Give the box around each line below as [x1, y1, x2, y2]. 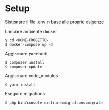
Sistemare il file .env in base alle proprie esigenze [5, 19, 104, 25]
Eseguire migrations [5, 91, 45, 96]
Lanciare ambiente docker [5, 28, 57, 34]
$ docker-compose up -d [5, 42, 53, 47]
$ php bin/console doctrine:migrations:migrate [5, 100, 103, 105]
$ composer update [5, 64, 42, 69]
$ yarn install [5, 82, 36, 87]
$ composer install [5, 60, 45, 65]
